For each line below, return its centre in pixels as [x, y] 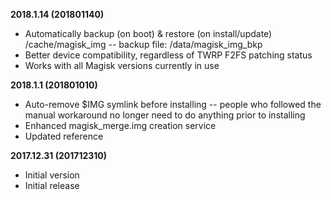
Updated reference [64, 136]
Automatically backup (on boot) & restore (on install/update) [148, 33]
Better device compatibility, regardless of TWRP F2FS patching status [168, 55]
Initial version [52, 175]
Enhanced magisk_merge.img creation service [120, 125]
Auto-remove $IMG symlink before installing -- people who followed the [173, 104]
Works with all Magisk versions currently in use [122, 65]
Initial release [52, 185]
